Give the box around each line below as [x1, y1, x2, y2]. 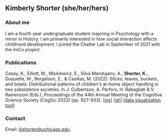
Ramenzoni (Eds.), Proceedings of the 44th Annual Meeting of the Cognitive [5, 91, 162, 97]
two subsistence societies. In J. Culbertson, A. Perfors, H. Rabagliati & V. [5, 86, 155, 92]
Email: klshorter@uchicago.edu [5, 126, 70, 132]
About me [5, 19, 30, 26]
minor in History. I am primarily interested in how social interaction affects [5, 36, 157, 42]
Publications [5, 59, 37, 66]
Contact [5, 115, 26, 122]
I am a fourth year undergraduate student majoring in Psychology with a [5, 30, 154, 37]
